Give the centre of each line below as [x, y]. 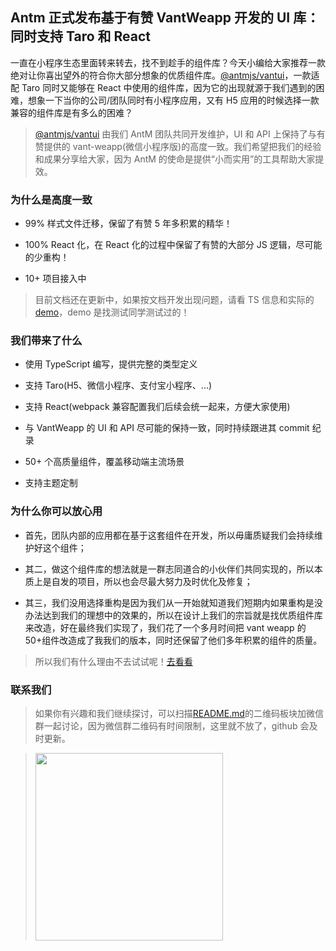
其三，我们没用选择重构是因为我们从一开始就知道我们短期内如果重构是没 [173, 602]
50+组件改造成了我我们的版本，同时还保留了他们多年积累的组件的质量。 [173, 640]
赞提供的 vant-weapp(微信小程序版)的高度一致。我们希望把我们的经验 [178, 146]
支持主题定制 [51, 483]
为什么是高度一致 [51, 200]
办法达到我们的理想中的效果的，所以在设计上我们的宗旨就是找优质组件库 [173, 615]
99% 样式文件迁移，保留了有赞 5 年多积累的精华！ [128, 224]
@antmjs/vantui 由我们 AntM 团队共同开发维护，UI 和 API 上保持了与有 [180, 134]
